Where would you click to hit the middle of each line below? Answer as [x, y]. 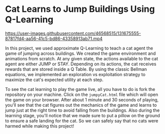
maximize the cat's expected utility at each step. [54, 80]
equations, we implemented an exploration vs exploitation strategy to [75, 74]
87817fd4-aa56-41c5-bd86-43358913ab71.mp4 [54, 39]
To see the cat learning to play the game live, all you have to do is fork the [80, 89]
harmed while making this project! [40, 126]
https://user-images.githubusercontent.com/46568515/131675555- [73, 33]
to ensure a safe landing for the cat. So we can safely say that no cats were [82, 121]
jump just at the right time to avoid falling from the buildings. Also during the [82, 110]
